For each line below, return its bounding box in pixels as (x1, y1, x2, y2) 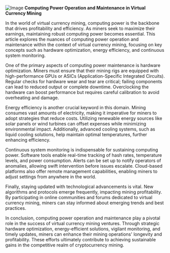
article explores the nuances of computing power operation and (5, 36, 139, 42)
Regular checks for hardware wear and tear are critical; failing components (5, 79, 162, 84)
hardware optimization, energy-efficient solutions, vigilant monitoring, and (5, 226, 160, 232)
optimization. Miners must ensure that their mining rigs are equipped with (5, 68, 159, 74)
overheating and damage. (5, 94, 60, 101)
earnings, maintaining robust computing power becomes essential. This (5, 31, 155, 37)
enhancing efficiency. (5, 137, 51, 143)
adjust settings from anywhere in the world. (5, 174, 97, 180)
